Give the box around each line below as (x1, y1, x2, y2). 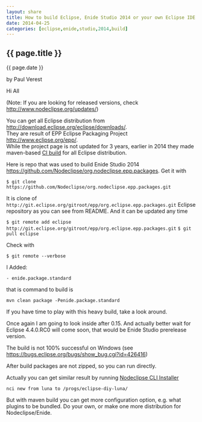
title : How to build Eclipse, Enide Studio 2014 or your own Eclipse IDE (6, 14, 196, 20)
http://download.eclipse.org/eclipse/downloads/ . (6, 124, 127, 131)
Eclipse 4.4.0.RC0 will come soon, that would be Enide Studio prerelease (6, 326, 187, 333)
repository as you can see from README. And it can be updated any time (6, 207, 188, 215)
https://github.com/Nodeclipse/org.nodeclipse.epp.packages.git (6, 184, 171, 191)
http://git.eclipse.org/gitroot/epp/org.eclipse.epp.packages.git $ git (6, 225, 192, 232)
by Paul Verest (6, 76, 42, 83)
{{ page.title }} (6, 48, 62, 58)
